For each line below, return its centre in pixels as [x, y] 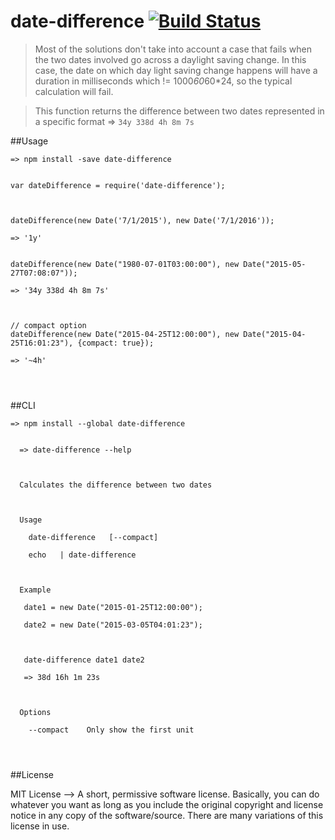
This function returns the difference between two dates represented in [179, 111]
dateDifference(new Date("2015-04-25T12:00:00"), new [125, 334]
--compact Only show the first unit [111, 730]
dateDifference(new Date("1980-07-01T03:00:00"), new [125, 264]
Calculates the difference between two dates [116, 485]
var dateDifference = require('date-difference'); [118, 185]
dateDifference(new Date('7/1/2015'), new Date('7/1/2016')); [142, 220]
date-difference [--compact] [93, 537]
